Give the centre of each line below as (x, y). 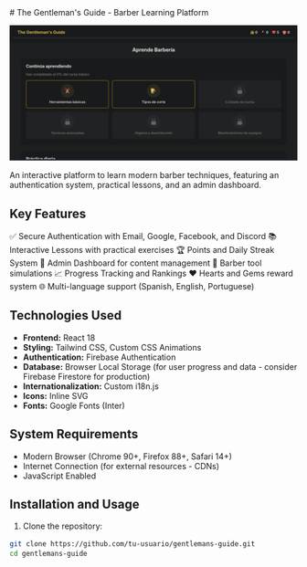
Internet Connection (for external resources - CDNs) (121, 466)
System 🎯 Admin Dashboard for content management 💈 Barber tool (136, 263)
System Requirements (74, 434)
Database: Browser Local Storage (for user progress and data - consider (160, 366)
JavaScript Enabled (59, 476)
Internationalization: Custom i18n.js (91, 386)
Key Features (48, 213)
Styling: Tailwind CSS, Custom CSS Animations (112, 347)
